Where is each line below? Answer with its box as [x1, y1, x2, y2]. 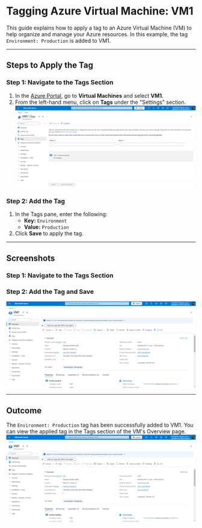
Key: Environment [23, 217, 67, 224]
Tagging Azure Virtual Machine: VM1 [6, 4, 194, 18]
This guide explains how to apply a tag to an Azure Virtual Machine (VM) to [6, 24, 192, 31]
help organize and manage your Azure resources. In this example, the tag [6, 30, 188, 37]
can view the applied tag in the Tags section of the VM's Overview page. [6, 428, 186, 435]
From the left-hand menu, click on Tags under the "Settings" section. [14, 98, 186, 106]
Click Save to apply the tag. [14, 230, 84, 237]
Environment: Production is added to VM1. [6, 37, 111, 44]
